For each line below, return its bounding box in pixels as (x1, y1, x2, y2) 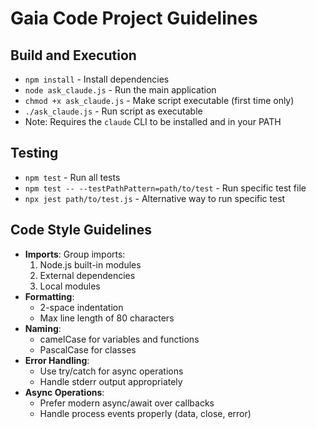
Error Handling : (24, 354, 90, 366)
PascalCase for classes (39, 343, 137, 356)
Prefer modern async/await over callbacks (39, 397, 215, 409)
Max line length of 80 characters (39, 312, 175, 324)
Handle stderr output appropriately (39, 375, 183, 387)
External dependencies (39, 269, 136, 281)
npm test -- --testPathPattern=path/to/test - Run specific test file (24, 182, 307, 194)
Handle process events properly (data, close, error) (39, 407, 252, 419)
